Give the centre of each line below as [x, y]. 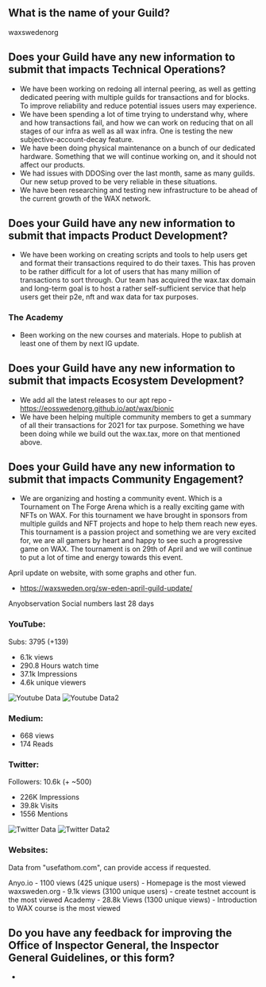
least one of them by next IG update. [79, 343]
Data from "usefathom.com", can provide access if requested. [110, 867]
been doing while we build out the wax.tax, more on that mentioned [130, 434]
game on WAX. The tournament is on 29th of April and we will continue [136, 549]
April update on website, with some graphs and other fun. [102, 573]
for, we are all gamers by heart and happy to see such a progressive [131, 541]
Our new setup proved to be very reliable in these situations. [118, 181]
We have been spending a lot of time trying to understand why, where [134, 114]
